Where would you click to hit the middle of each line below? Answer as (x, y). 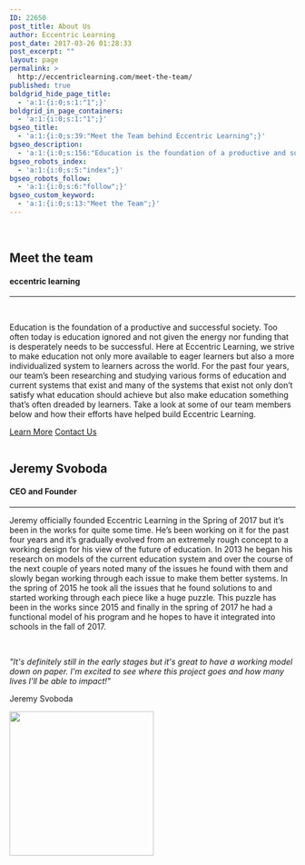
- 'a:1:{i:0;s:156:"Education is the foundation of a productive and (152, 153)
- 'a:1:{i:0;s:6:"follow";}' (73, 187)
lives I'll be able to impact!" (60, 681)
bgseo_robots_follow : (50, 178)
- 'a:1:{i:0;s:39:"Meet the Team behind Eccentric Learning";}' (142, 136)
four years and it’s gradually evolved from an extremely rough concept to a (149, 540)
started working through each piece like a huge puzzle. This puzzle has (143, 598)
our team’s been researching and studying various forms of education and (148, 376)
